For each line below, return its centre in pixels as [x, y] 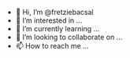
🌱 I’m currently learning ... [58, 29]
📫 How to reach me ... [52, 46]
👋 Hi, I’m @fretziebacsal [54, 12]
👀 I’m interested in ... [49, 20]
